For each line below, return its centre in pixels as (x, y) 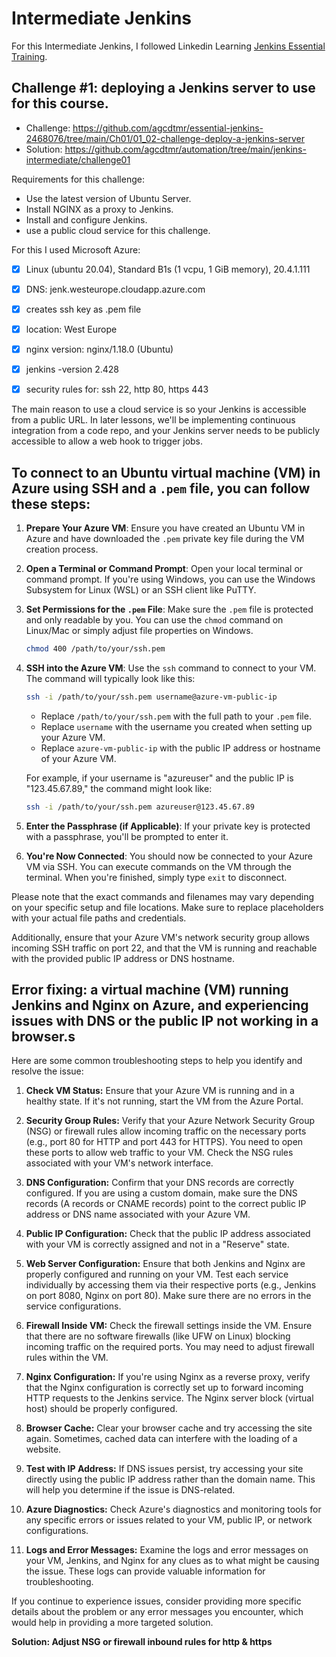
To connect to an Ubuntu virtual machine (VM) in (166, 472)
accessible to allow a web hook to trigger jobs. (107, 441)
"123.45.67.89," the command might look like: (119, 788)
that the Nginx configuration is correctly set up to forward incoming (164, 1388)
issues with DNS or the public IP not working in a (165, 1021)
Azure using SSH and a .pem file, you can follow (161, 488)
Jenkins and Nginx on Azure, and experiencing (160, 1005)
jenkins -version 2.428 (72, 369)
